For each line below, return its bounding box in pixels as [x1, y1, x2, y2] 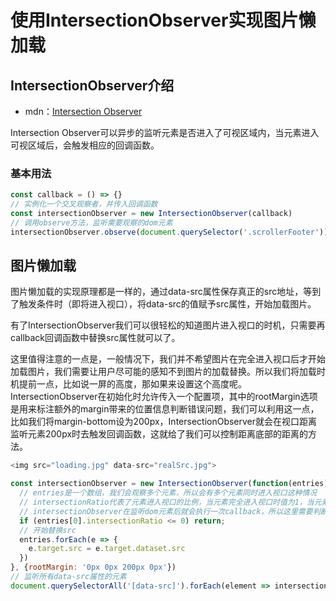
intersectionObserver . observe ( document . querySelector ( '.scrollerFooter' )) [10, 227, 329, 237]
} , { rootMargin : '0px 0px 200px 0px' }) [10, 562, 177, 573]
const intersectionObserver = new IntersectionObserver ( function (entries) [10, 479, 329, 489]
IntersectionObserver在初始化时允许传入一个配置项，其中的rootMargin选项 [10, 391, 318, 403]
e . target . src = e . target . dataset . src [28, 544, 186, 554]
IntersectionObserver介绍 [10, 77, 175, 94]
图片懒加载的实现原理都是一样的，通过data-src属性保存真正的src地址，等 [10, 286, 313, 298]
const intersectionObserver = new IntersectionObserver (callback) [10, 209, 293, 219]
